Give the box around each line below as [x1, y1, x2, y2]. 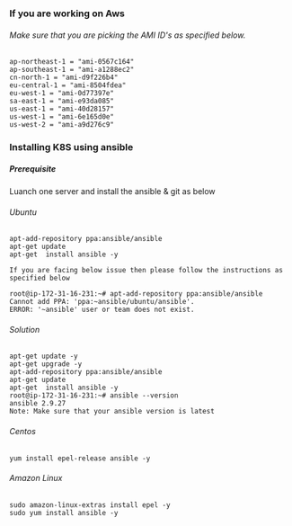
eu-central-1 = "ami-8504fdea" [9, 81, 127, 90]
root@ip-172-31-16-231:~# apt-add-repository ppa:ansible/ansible [9, 290, 263, 299]
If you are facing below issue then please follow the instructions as [9, 266, 283, 275]
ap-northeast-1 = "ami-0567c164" [9, 58, 135, 67]
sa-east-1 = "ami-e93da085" [9, 97, 115, 106]
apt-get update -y [9, 352, 78, 361]
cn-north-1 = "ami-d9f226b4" [9, 73, 119, 83]
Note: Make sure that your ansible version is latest [9, 407, 216, 416]
